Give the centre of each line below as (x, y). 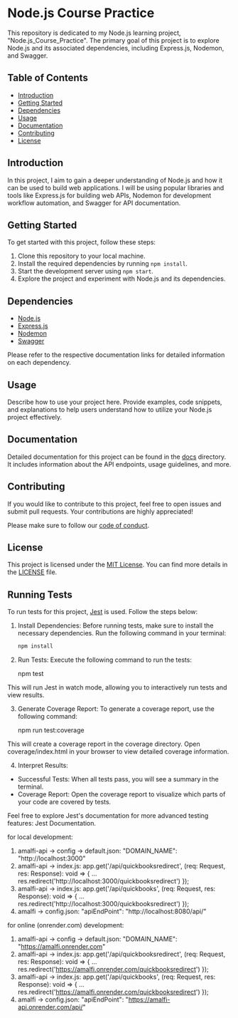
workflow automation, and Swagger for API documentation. (94, 203)
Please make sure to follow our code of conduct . (79, 525)
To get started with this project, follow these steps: (82, 242)
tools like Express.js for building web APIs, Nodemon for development (109, 195)
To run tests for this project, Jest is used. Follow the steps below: (103, 612)
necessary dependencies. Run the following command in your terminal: (122, 633)
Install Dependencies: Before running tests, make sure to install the (115, 625)
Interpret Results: (43, 765)
